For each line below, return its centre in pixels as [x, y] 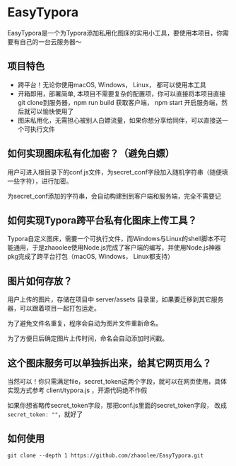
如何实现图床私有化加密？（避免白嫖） [91, 154]
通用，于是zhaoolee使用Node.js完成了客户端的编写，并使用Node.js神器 [117, 248]
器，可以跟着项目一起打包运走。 [54, 309]
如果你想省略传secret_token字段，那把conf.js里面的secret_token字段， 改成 [117, 405]
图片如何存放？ [40, 281]
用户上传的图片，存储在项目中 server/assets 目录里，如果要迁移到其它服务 [116, 299]
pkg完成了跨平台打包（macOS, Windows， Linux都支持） [91, 257]
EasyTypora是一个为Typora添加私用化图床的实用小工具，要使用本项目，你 [115, 33]
